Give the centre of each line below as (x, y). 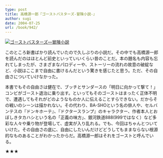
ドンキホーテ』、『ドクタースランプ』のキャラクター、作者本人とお (92, 111)
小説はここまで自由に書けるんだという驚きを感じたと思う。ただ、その (84, 70)
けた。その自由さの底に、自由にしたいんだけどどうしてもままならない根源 (83, 130)
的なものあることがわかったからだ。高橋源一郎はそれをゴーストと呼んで (77, 136)
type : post (16, 9)
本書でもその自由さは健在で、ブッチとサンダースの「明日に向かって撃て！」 (81, 87)
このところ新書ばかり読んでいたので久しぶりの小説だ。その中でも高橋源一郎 (82, 53)
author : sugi (18, 18)
